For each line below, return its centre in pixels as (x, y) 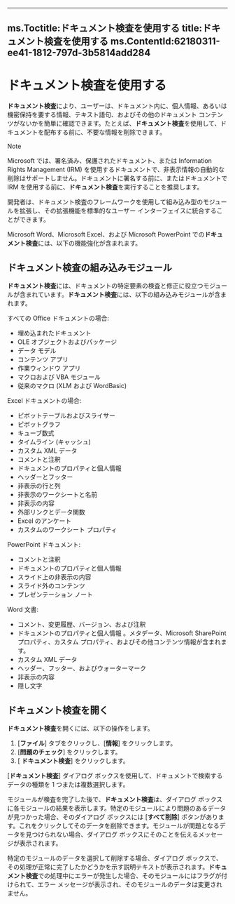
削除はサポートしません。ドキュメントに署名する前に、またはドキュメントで (117, 178)
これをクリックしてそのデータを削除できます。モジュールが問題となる (119, 825)
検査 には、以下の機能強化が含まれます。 (84, 244)
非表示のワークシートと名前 (57, 495)
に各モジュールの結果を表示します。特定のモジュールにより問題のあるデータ (117, 808)
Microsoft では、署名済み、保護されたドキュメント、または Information (109, 161)
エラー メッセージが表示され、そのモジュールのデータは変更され (130, 884)
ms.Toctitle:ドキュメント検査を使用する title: (105, 28)
